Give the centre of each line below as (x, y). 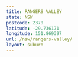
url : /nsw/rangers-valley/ (39, 39)
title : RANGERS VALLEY (34, 12)
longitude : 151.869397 (34, 34)
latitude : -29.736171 (33, 28)
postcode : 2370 (25, 23)
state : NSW (19, 17)
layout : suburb (25, 45)
